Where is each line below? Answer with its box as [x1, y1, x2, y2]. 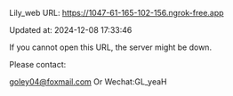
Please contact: [9, 60, 67, 69]
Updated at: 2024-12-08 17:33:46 [9, 25, 133, 35]
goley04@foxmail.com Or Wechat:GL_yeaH [9, 76, 167, 87]
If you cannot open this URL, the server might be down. [9, 42, 212, 52]
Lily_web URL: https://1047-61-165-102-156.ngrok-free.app [9, 8, 224, 18]
